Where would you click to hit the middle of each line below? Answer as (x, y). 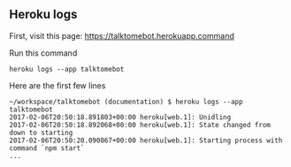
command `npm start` (47, 148)
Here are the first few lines (57, 85)
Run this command (43, 53)
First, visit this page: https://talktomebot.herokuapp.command (122, 35)
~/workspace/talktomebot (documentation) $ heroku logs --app (126, 102)
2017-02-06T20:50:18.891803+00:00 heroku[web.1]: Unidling (120, 117)
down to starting (41, 133)
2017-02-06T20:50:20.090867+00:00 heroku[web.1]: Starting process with (146, 140)
